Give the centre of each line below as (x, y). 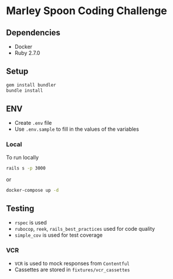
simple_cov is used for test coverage (59, 235)
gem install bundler (31, 85)
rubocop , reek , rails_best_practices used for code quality (85, 229)
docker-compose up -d (33, 190)
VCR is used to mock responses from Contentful (72, 263)
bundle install (25, 90)
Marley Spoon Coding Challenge (86, 11)
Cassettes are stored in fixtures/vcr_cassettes (72, 270)
